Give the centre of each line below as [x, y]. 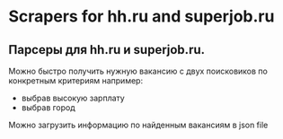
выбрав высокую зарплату [73, 98]
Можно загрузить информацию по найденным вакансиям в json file [138, 125]
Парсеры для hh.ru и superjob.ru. [107, 50]
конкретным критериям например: [76, 81]
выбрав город [48, 108]
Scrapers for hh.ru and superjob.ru [141, 17]
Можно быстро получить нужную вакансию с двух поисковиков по [138, 71]
